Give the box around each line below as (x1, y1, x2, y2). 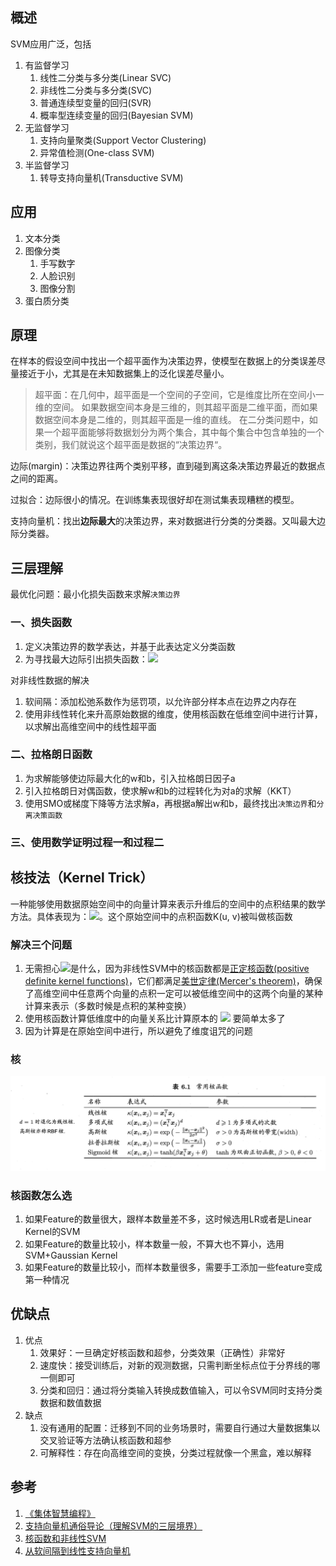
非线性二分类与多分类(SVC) (39, 84, 153, 96)
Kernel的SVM (24, 1226, 81, 1238)
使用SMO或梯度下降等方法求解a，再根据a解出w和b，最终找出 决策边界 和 (24, 797, 317, 809)
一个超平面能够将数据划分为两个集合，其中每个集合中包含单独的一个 (43, 426, 325, 438)
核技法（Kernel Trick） (10, 869, 154, 887)
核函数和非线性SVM (24, 1532, 107, 1544)
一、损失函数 (10, 616, 73, 630)
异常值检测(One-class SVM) (39, 146, 155, 158)
